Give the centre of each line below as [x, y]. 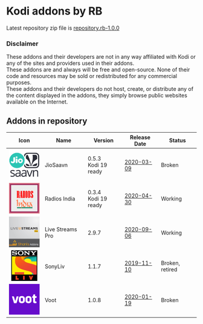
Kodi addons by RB [54, 11]
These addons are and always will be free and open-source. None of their [98, 70]
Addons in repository [47, 121]
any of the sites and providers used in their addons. [70, 63]
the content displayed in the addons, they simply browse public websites [97, 96]
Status [177, 141]
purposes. [19, 82]
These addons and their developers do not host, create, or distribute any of [100, 89]
